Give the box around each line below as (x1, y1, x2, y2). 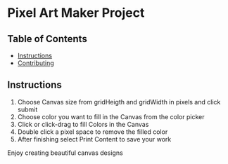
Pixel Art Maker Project (7, 5, 145, 21)
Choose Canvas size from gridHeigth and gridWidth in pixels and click (17, 97, 221, 106)
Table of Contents (7, 33, 88, 45)
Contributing (17, 59, 54, 67)
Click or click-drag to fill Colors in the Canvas (17, 120, 149, 128)
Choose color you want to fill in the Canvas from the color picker (17, 112, 205, 121)
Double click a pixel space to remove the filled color (17, 128, 168, 136)
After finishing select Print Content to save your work (17, 135, 172, 143)
